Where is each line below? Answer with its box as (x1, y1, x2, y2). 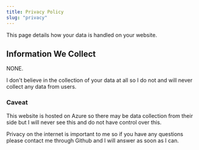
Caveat (6, 98, 29, 107)
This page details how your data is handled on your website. (6, 31, 158, 38)
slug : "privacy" (6, 15, 47, 21)
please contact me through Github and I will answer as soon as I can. (6, 137, 180, 144)
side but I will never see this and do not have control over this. (6, 118, 162, 126)
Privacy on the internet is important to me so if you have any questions (6, 130, 184, 137)
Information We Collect (6, 49, 96, 59)
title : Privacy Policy (6, 9, 64, 15)
